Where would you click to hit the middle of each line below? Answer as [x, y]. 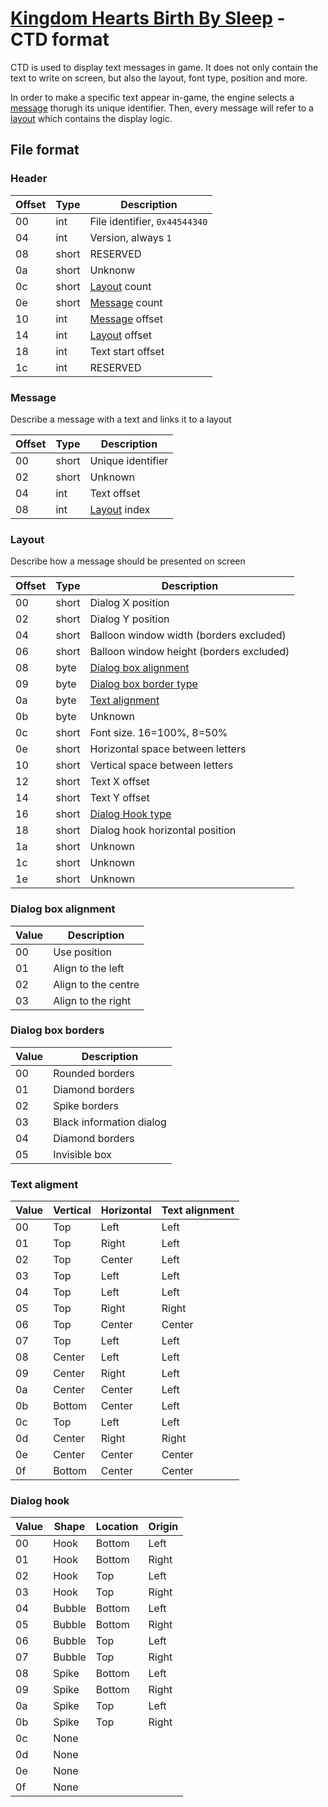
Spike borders [86, 1105]
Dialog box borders [57, 1030]
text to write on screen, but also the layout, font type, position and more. [159, 78]
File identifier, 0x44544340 [148, 221]
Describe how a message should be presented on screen [128, 561]
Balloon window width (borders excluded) [188, 635]
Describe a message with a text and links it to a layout [121, 419]
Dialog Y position [129, 619]
